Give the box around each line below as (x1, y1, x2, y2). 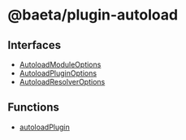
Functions (7, 100, 60, 115)
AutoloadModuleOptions (19, 59, 102, 69)
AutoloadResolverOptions (19, 77, 106, 86)
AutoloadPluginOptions (19, 68, 97, 78)
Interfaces (7, 38, 62, 52)
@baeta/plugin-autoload (7, 6, 179, 24)
